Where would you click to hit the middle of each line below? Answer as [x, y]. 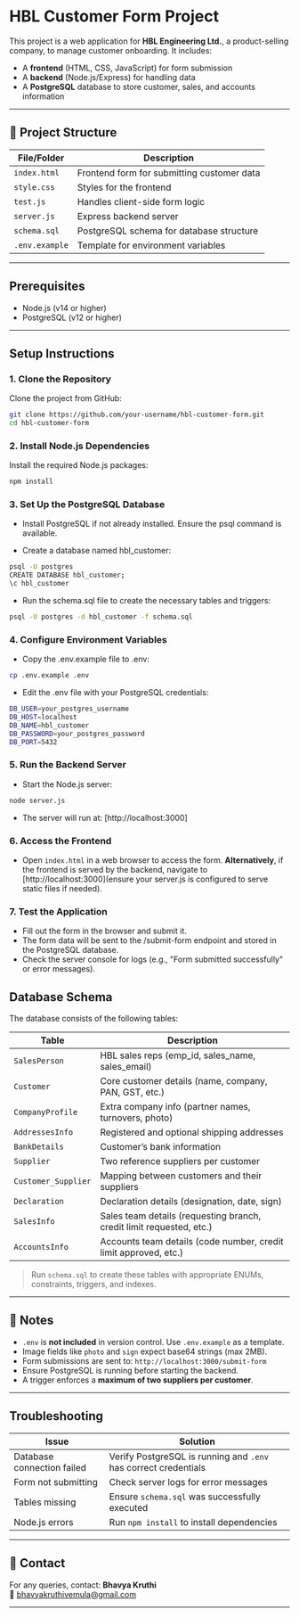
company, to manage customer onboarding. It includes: [110, 50]
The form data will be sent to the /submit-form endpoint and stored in [149, 940]
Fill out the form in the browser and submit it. [104, 931]
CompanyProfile [46, 1112]
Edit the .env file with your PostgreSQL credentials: [115, 693]
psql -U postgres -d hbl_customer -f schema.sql [101, 617]
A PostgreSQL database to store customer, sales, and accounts [139, 86]
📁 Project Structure [63, 132]
